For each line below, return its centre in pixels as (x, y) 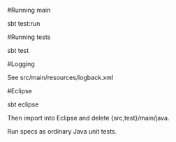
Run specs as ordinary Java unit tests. (62, 131)
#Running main (29, 10)
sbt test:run (24, 23)
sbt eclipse (23, 104)
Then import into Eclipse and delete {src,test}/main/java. (88, 118)
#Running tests (29, 37)
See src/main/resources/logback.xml (60, 77)
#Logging (21, 64)
